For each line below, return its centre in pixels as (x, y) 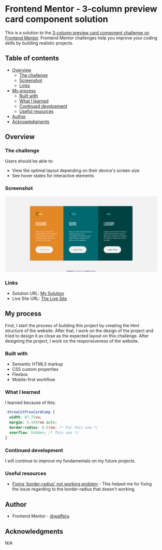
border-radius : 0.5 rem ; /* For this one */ (54, 428)
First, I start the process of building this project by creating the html (72, 325)
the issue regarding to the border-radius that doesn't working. (74, 489)
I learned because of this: (30, 403)
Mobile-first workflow (34, 380)
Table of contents (32, 58)
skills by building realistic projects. (39, 43)
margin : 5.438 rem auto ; (33, 423)
